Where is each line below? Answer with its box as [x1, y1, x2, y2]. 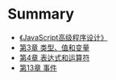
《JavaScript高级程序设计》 [19, 32, 108, 42]
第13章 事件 [19, 62, 58, 73]
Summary [7, 5, 74, 23]
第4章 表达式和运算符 [19, 53, 90, 62]
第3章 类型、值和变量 [19, 42, 90, 53]
